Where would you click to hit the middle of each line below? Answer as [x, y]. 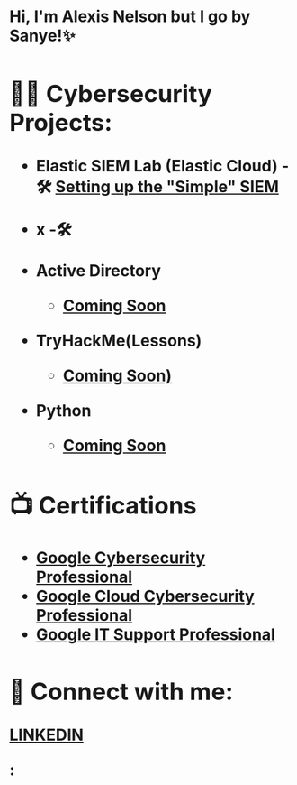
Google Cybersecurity [121, 558]
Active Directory [99, 270]
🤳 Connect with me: [121, 692]
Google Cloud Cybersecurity [145, 596]
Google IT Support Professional [156, 634]
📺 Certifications [103, 505]
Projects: [61, 122]
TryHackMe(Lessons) [119, 341]
